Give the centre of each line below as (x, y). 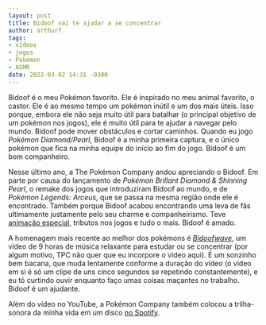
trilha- (244, 304)
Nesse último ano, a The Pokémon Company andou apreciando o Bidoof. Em (133, 172)
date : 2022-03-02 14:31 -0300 (58, 75)
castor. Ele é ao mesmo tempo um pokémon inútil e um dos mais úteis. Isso (131, 106)
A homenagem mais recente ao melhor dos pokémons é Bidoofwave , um (127, 238)
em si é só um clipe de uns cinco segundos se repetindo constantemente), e (133, 272)
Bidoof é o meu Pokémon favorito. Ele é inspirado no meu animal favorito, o (131, 97)
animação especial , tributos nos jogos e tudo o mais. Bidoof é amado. (122, 222)
